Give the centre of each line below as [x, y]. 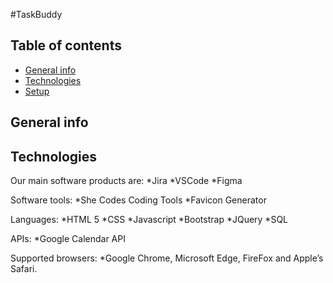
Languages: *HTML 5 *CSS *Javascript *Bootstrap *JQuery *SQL [149, 220]
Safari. [24, 269]
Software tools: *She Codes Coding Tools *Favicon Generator [138, 200]
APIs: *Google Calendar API [68, 239]
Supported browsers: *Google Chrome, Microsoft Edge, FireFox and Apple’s [167, 258]
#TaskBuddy [36, 14]
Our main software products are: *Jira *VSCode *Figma [126, 181]
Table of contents [66, 45]
